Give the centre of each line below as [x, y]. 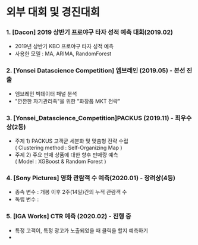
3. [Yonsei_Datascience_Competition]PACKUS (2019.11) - [90, 118]
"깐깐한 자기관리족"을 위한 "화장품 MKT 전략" [67, 101]
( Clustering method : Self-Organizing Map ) [69, 148]
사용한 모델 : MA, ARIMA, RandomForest [63, 54]
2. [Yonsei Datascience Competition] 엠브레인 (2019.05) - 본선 [96, 71]
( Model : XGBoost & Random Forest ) [60, 162]
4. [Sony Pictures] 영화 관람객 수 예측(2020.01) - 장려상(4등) [91, 178]
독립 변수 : [27, 199]
